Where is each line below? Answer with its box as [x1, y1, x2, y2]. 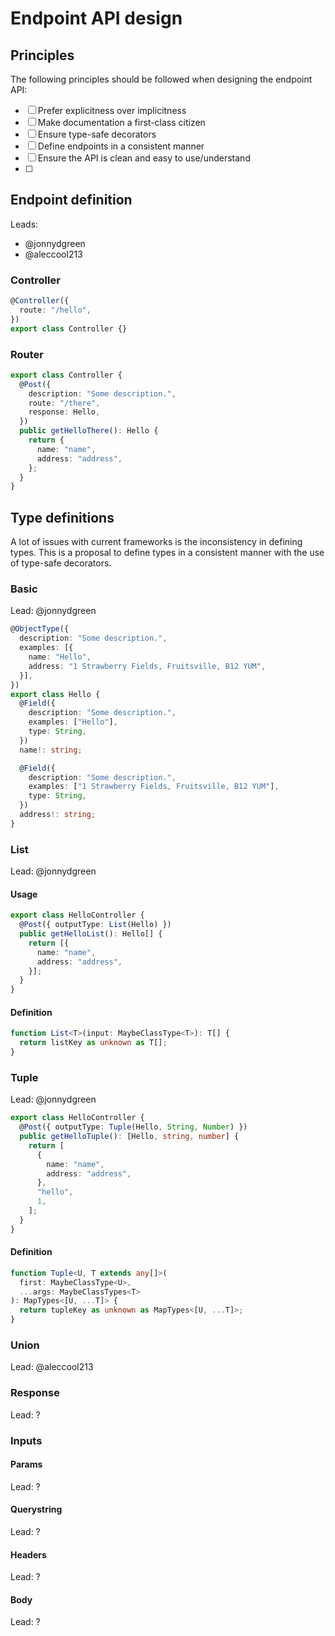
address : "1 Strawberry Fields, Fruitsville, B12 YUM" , [28, 661, 267, 671]
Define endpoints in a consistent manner [37, 140, 205, 152]
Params [10, 1458, 43, 1471]
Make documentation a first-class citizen [37, 117, 206, 128]
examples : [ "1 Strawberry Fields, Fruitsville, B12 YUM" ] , [28, 782, 280, 792]
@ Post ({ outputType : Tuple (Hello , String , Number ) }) [19, 1122, 248, 1132]
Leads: [10, 218, 39, 230]
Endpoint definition [10, 192, 133, 209]
